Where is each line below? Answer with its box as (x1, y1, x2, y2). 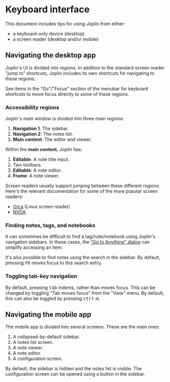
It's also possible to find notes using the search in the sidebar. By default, (5, 254, 161, 261)
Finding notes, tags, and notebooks (5, 222, 96, 229)
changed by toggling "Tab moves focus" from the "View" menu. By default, (5, 289, 164, 296)
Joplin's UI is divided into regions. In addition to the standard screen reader (5, 64, 165, 70)
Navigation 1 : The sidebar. (12, 125, 69, 132)
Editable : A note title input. (12, 156, 70, 162)
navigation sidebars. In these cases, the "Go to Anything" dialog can (5, 239, 150, 245)
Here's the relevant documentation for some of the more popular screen (5, 188, 158, 194)
